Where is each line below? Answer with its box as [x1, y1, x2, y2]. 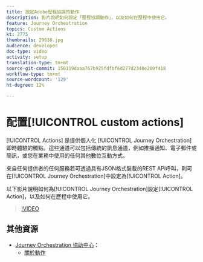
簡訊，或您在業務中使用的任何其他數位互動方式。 [6, 152, 128, 159]
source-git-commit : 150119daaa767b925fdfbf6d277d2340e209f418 [6, 65, 166, 72]
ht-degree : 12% [6, 82, 45, 89]
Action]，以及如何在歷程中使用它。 [6, 192, 94, 200]
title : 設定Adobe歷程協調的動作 [6, 8, 80, 15]
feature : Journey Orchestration [6, 20, 88, 26]
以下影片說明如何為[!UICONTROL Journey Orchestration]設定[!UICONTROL [6, 185, 193, 192]
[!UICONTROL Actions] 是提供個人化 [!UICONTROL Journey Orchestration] [6, 136, 192, 144]
